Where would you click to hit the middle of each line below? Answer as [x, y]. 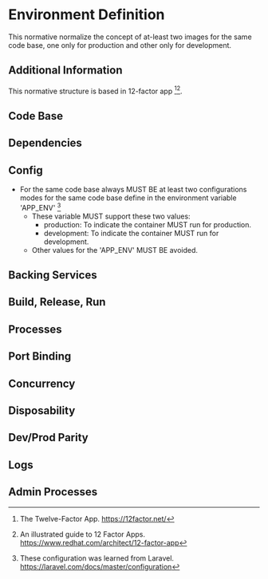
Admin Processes [53, 492]
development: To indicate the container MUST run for [131, 233]
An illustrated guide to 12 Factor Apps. [83, 534]
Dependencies [45, 143]
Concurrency [42, 383]
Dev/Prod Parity [49, 437]
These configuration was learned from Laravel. [97, 558]
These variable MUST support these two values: [111, 216]
